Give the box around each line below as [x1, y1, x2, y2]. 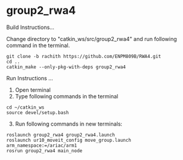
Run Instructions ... [6, 74, 53, 82]
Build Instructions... [6, 24, 55, 31]
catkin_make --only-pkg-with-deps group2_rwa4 [6, 64, 126, 70]
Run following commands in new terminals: [15, 120, 122, 127]
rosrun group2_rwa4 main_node [6, 147, 83, 154]
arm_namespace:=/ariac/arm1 [6, 142, 78, 149]
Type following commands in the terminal [15, 92, 119, 100]
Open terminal [15, 86, 51, 94]
